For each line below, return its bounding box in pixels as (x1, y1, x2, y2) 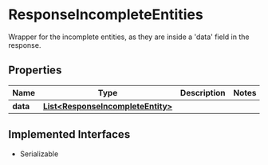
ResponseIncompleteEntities (8, 6, 203, 24)
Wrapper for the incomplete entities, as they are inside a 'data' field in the (8, 32, 250, 41)
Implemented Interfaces (8, 128, 131, 141)
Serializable (19, 149, 59, 159)
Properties (8, 64, 62, 77)
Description (179, 87, 226, 98)
